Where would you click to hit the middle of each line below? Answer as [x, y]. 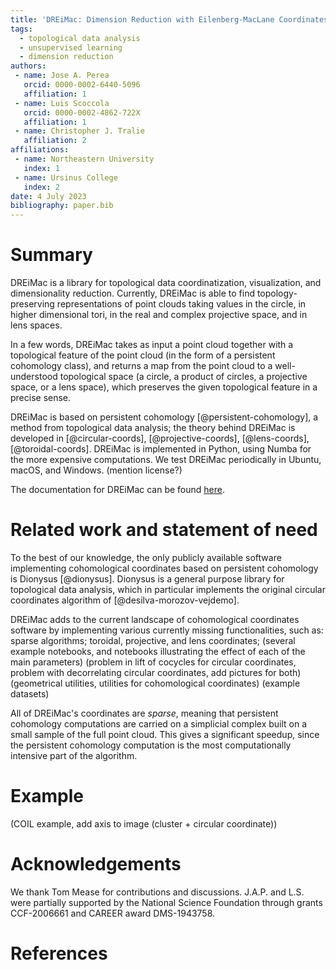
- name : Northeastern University [84, 159]
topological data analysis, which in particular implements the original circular [168, 589]
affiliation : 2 [55, 141]
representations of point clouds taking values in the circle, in [181, 304]
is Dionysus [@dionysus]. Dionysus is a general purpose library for [147, 579]
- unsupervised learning [71, 47]
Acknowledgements [96, 864]
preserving [32, 304]
